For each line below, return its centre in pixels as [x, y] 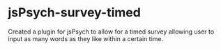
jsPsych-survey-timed [75, 13]
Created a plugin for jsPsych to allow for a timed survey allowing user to [111, 32]
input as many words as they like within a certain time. [86, 38]
